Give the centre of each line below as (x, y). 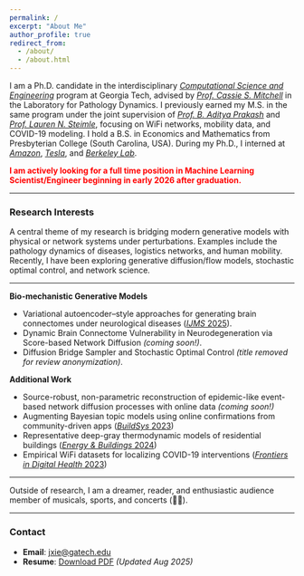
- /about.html (44, 60)
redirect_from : (38, 43)
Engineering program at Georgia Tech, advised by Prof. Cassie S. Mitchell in (151, 95)
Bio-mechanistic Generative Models (78, 296)
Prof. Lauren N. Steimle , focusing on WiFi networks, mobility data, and (140, 124)
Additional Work (41, 379)
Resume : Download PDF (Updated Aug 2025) (108, 562)
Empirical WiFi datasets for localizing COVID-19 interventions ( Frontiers (155, 455)
